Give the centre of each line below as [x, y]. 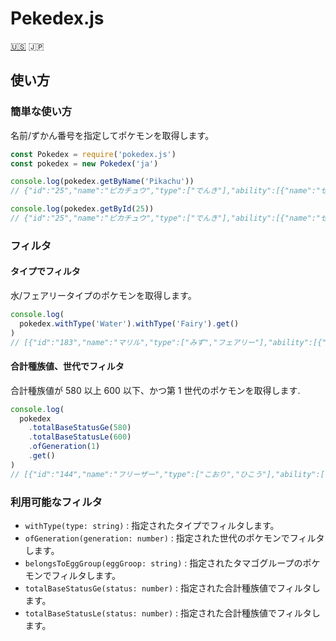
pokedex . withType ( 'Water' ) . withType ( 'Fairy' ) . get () [129, 323]
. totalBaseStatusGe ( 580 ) [80, 428]
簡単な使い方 [41, 112]
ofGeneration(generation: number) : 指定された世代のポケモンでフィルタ [174, 538]
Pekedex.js [57, 18]
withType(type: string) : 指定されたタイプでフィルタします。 [152, 525]
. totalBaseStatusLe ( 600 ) [80, 437]
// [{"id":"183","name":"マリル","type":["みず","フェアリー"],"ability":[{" [168, 342]
